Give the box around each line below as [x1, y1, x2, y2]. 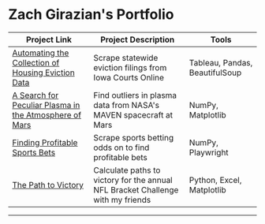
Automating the [12, 47, 69, 58]
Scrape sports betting [93, 132, 174, 143]
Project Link [26, 34, 73, 45]
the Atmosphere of [12, 109, 81, 120]
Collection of [12, 57, 60, 68]
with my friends [93, 194, 151, 205]
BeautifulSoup [188, 67, 242, 78]
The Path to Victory [12, 179, 84, 190]
